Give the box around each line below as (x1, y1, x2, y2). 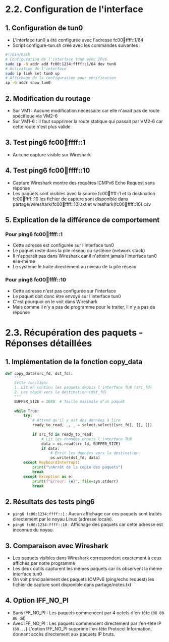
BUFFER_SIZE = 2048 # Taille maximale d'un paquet (14, 399, 125, 404)
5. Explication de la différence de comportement (5, 215, 160, 224)
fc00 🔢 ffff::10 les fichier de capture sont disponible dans (12, 196, 129, 202)
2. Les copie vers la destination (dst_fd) (14, 390, 107, 395)
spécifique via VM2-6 (12, 112, 58, 119)
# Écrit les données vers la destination (50, 450, 139, 456)
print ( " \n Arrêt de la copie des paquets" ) (32, 465, 123, 470)
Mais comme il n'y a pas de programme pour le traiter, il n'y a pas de (12, 304, 155, 310)
